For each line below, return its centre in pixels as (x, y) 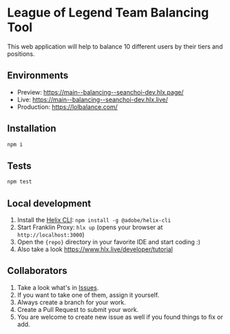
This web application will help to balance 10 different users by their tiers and (115, 46)
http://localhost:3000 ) (51, 234)
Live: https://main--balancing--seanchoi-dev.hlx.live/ (93, 99)
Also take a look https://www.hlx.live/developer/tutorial (95, 249)
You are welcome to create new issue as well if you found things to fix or (120, 317)
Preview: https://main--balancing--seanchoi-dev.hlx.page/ (100, 92)
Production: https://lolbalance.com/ (67, 107)
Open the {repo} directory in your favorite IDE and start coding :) (109, 242)
